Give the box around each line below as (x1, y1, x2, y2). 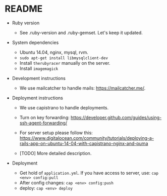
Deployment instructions (12, 95, 64, 101)
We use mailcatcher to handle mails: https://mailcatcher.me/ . (19, 85, 146, 91)
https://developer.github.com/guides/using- (70, 114, 162, 121)
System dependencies (12, 39, 59, 46)
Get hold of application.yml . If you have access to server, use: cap (19, 170, 158, 176)
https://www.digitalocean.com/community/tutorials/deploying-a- (19, 135, 154, 141)
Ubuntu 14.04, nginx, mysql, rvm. (19, 49, 89, 55)
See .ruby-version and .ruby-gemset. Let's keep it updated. (19, 29, 143, 35)
